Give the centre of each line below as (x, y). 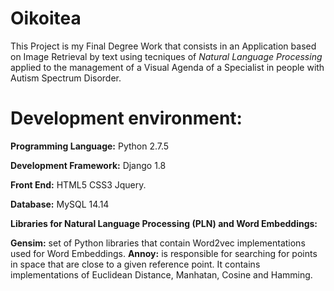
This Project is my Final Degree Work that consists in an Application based (163, 46)
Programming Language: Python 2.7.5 (90, 146)
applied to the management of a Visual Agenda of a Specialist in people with (167, 67)
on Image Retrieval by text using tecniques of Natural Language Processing (166, 56)
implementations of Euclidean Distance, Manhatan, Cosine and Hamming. (161, 274)
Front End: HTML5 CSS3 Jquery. (78, 184)
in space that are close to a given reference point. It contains (135, 264)
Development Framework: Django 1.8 (88, 165)
